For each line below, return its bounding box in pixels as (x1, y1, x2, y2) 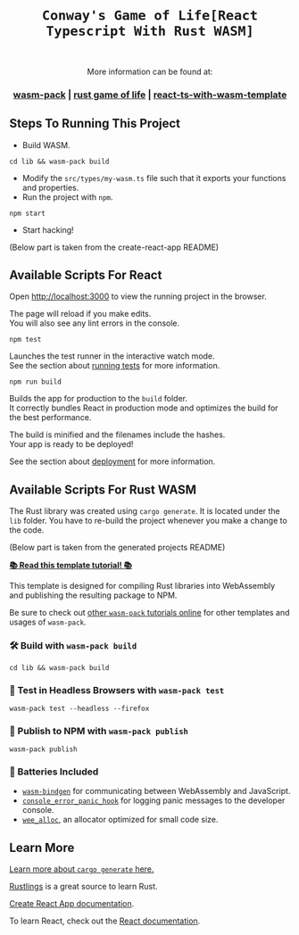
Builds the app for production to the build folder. (9, 393, 188, 404)
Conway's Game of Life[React (41, 7, 259, 24)
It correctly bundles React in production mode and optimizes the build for (9, 402, 278, 413)
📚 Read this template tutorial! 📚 (9, 560, 132, 571)
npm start (9, 209, 46, 218)
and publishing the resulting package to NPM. (9, 590, 178, 600)
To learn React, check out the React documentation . (9, 915, 201, 926)
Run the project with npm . (21, 191, 113, 203)
